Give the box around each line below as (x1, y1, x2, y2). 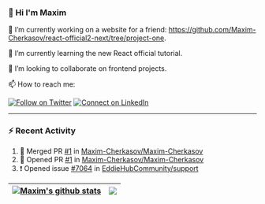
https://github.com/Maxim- (168, 25, 256, 35)
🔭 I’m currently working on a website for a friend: (8, 25, 167, 35)
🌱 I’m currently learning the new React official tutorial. (8, 49, 183, 58)
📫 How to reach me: (8, 80, 76, 89)
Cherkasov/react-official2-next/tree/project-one (8, 33, 165, 43)
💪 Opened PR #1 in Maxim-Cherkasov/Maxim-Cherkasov (19, 154, 204, 164)
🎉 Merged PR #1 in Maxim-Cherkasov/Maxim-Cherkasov (19, 146, 203, 156)
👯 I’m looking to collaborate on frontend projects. (8, 64, 167, 73)
